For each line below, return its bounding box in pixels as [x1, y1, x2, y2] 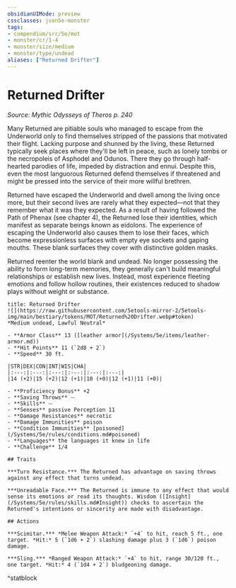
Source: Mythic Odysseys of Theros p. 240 [7, 111, 133, 119]
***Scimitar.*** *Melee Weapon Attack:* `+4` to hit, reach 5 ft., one [7, 530, 223, 537]
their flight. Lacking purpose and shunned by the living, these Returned [7, 139, 215, 147]
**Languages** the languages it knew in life [13, 437, 151, 444]
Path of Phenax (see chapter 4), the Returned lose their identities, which [7, 213, 218, 222]
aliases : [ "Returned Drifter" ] [7, 57, 100, 64]
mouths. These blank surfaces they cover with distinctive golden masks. [7, 243, 218, 251]
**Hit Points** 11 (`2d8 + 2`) [13, 344, 106, 351]
